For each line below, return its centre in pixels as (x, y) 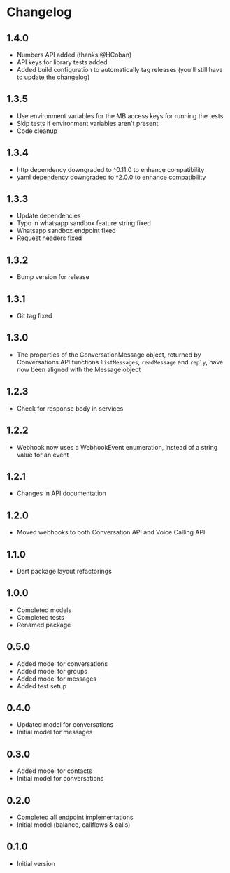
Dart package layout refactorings (64, 571)
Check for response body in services (70, 408)
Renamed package (44, 625)
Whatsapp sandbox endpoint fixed (66, 231)
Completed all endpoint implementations (75, 817)
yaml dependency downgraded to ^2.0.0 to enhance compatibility (111, 177)
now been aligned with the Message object (79, 369)
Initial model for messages (55, 732)
